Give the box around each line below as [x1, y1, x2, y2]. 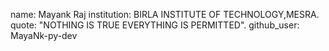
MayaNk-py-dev [10, 30, 78, 41]
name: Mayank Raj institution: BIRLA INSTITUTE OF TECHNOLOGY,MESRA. [10, 9, 320, 20]
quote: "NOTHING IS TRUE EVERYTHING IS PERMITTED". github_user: [10, 19, 300, 31]
